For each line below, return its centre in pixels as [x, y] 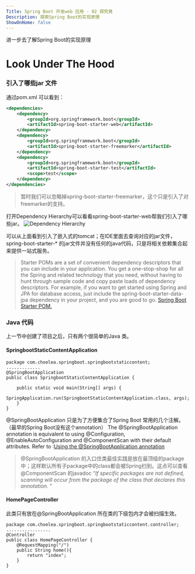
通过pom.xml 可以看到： [35, 97]
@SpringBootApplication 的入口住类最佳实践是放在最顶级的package [102, 458]
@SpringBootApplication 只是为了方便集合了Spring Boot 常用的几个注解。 [95, 420]
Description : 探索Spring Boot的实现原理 [53, 17]
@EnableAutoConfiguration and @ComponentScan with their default [89, 440]
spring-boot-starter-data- [153, 293]
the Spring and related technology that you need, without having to [101, 275]
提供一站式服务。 [32, 250]
